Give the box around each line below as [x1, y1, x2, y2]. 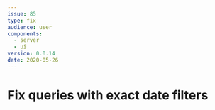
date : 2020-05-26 [7, 57, 59, 64]
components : [7, 30, 43, 38]
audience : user [7, 23, 53, 31]
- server [13, 37, 40, 44]
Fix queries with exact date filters [7, 87, 209, 103]
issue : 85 [7, 10, 37, 18]
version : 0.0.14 [7, 50, 55, 57]
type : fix [7, 17, 37, 24]
